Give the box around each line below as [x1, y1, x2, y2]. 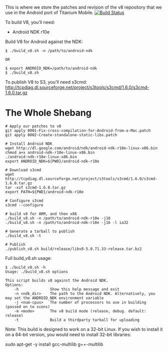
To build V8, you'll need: [5, 20, 55, 25]
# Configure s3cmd [5, 198, 43, 203]
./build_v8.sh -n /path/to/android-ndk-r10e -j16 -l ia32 [5, 220, 128, 225]
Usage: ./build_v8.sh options [5, 269, 68, 274]
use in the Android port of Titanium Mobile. [5, 10, 94, 16]
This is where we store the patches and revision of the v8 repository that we [5, 5, 162, 10]
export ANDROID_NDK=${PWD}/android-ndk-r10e [5, 159, 99, 164]
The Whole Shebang [5, 107, 91, 119]
